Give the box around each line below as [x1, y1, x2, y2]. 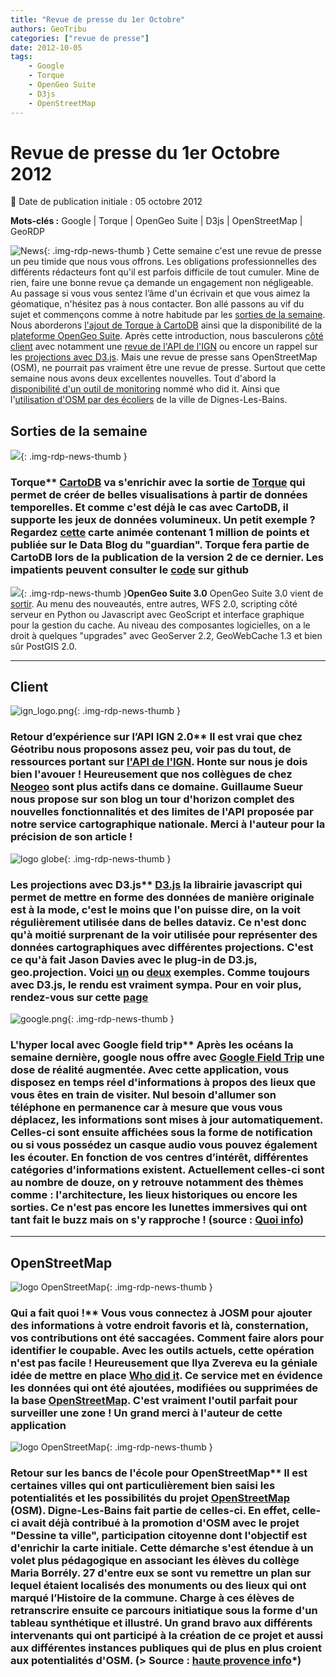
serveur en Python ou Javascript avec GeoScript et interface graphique [10, 608, 305, 620]
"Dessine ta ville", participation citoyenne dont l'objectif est [10, 1529, 308, 1543]
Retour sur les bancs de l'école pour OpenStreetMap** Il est [10, 1466, 308, 1480]
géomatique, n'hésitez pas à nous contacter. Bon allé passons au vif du [10, 298, 305, 310]
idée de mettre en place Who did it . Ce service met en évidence [10, 1368, 323, 1382]
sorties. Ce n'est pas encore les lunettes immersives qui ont [10, 1200, 308, 1214]
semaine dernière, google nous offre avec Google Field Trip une [10, 1050, 325, 1064]
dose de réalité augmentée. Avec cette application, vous [10, 1062, 290, 1076]
